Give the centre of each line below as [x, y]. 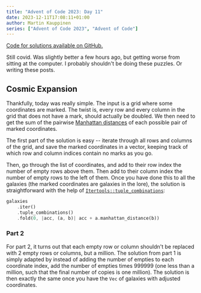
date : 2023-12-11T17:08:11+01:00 [48, 17]
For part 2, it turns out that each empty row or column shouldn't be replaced [100, 246]
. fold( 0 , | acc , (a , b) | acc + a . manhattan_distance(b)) [88, 218]
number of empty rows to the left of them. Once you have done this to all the [101, 178]
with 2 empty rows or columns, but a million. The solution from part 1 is [94, 253]
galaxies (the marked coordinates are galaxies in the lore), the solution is [96, 184]
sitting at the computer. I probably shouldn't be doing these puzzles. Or [94, 64]
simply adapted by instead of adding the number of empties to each [90, 259]
